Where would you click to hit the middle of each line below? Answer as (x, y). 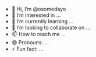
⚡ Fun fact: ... (27, 49)
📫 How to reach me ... (38, 34)
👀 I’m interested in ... (36, 15)
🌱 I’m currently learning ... (42, 21)
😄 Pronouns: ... (30, 42)
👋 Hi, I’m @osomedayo (39, 9)
